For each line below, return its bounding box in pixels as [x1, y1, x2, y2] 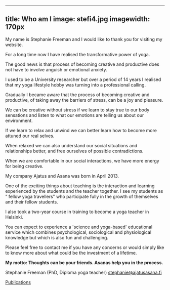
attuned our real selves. [5, 133, 55, 139]
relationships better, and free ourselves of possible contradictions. [5, 148, 144, 154]
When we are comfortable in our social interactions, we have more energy [5, 157, 159, 163]
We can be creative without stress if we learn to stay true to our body [5, 107, 150, 113]
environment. [5, 117, 33, 123]
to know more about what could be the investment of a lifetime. [5, 250, 137, 256]
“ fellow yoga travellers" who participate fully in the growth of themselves [5, 193, 158, 199]
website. [5, 42, 23, 48]
